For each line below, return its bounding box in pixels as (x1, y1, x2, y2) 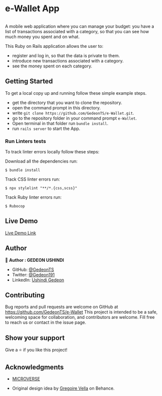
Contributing (5, 291, 45, 299)
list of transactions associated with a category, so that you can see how (5, 28, 149, 34)
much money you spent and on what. (5, 34, 80, 40)
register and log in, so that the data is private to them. (12, 52, 120, 59)
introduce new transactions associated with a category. (12, 58, 124, 63)
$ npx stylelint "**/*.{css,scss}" (5, 186, 78, 191)
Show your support (5, 333, 65, 342)
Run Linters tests (5, 138, 46, 145)
